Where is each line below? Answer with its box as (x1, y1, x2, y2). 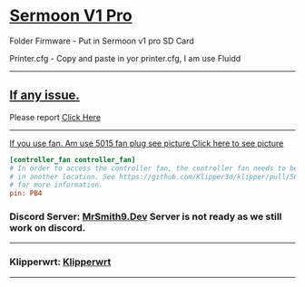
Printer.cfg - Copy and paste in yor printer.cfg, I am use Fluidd (9, 53, 241, 63)
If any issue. (9, 88, 80, 103)
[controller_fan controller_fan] (9, 155, 136, 164)
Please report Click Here (9, 111, 102, 122)
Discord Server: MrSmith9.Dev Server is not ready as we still (9, 210, 282, 223)
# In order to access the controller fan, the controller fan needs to (9, 164, 286, 173)
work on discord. (9, 222, 86, 234)
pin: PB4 (9, 189, 43, 198)
